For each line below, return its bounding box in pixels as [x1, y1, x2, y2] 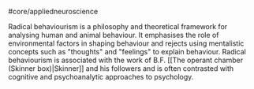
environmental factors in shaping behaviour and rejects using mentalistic [8, 39, 245, 48]
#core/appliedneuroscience [8, 7, 99, 16]
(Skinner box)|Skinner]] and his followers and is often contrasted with [8, 64, 234, 73]
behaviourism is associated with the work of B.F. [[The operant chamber [8, 55, 243, 65]
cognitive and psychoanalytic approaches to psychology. [8, 72, 194, 81]
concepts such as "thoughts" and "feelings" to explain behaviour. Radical [8, 47, 247, 56]
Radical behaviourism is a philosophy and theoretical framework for [8, 22, 228, 31]
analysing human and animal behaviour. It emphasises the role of [8, 31, 219, 39]
